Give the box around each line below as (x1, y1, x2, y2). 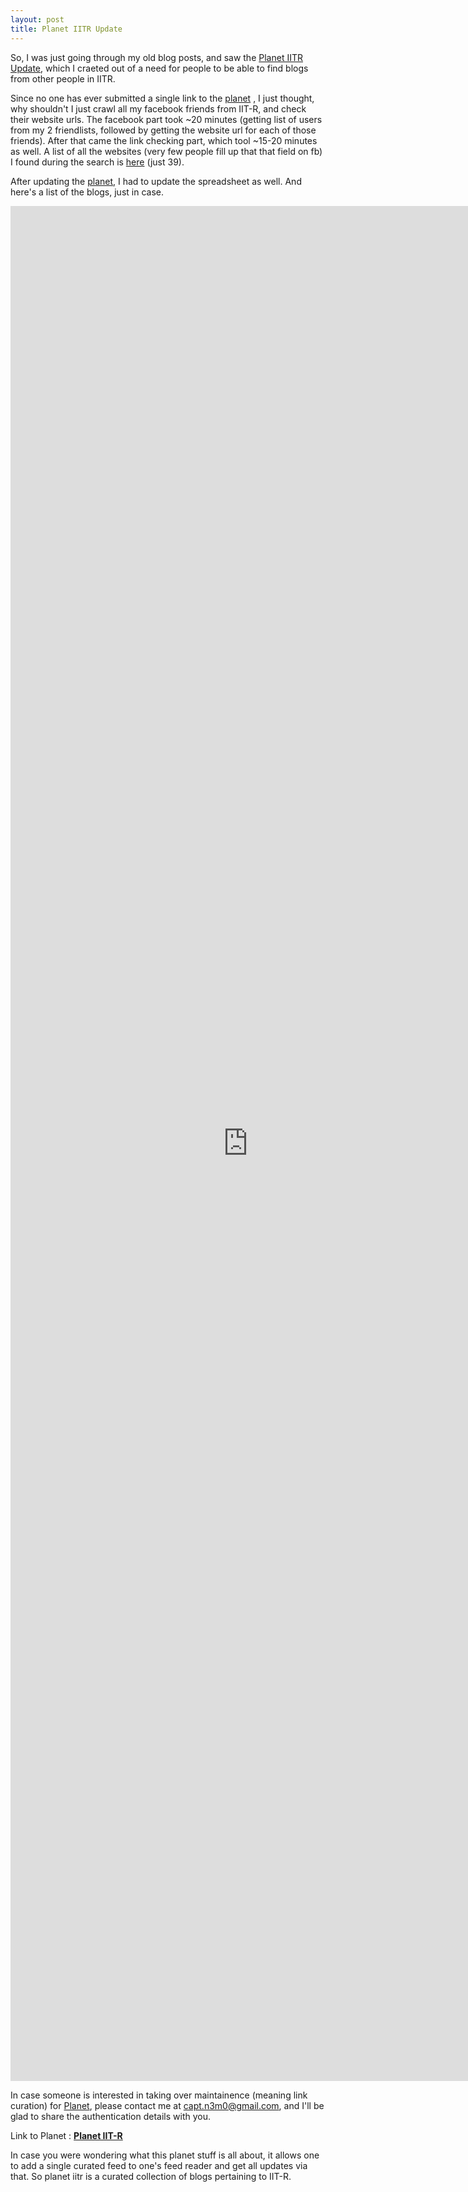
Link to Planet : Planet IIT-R (10, 2129, 123, 2141)
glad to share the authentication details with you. (10, 2110, 212, 2122)
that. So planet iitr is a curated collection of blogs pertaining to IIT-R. (10, 2170, 292, 2182)
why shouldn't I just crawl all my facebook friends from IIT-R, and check (10, 102, 307, 115)
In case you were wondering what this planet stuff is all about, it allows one (10, 2149, 320, 2161)
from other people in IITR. (10, 72, 116, 85)
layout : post (10, 14, 65, 25)
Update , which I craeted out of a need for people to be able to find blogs (10, 62, 309, 74)
